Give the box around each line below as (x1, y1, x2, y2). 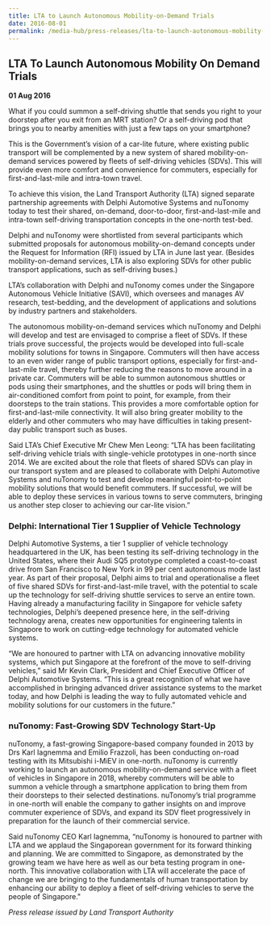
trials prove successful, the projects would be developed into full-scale (8, 339, 244, 349)
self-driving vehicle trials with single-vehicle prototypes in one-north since (8, 449, 256, 458)
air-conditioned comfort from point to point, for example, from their (8, 391, 231, 400)
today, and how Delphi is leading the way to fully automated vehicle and (8, 692, 248, 701)
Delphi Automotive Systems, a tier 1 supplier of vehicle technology (8, 538, 228, 549)
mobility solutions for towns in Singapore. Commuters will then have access (8, 348, 261, 358)
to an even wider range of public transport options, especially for (8, 356, 224, 366)
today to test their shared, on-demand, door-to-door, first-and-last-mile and (8, 207, 261, 216)
